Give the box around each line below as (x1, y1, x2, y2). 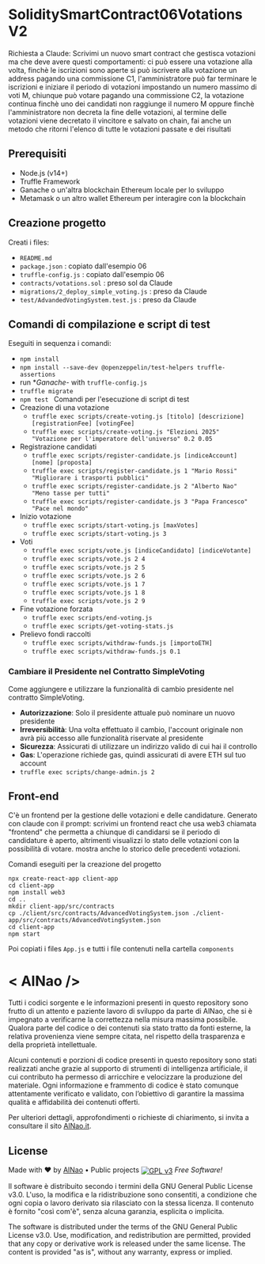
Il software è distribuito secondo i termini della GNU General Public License (8, 1181, 253, 1190)
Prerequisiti (8, 147, 67, 161)
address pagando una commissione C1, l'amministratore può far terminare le (8, 74, 257, 83)
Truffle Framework (19, 177, 81, 186)
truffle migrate (19, 388, 74, 396)
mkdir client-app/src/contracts (8, 902, 115, 911)
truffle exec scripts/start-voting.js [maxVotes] (31, 522, 199, 530)
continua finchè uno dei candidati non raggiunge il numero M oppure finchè (8, 99, 255, 108)
